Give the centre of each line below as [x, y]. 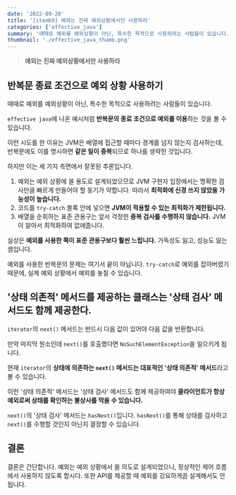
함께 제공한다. [63, 311]
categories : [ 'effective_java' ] [55, 27]
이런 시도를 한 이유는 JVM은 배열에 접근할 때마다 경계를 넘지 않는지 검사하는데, [115, 142]
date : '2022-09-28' [36, 14]
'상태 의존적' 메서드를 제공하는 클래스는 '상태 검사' [110, 297]
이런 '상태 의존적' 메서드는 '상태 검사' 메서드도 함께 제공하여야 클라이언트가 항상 [116, 391]
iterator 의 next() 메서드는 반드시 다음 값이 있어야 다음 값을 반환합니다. [106, 329]
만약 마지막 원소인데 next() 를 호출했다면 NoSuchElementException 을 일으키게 [113, 343]
